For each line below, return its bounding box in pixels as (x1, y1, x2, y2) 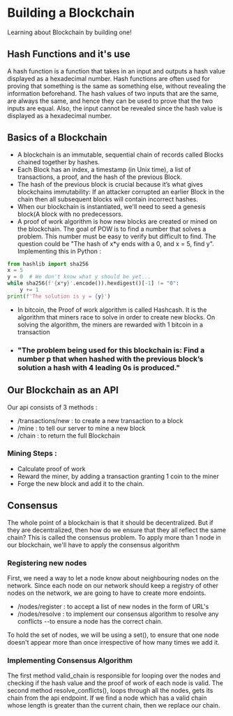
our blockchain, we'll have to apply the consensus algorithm (7, 540, 180, 549)
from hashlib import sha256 (7, 260, 89, 267)
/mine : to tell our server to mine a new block (17, 424, 146, 432)
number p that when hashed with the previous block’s (17, 354, 204, 364)
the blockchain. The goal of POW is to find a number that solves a (17, 224, 206, 233)
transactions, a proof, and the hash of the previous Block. (17, 173, 183, 181)
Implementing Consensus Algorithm (7, 655, 133, 665)
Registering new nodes (7, 558, 87, 568)
